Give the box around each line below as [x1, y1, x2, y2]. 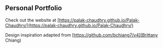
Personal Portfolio [5, 4, 62, 12]
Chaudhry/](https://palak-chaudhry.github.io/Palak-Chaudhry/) [5, 22, 134, 28]
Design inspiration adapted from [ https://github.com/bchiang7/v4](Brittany [5, 32, 158, 38]
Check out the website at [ [5, 17, 60, 23]
